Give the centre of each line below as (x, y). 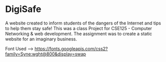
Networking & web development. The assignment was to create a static (79, 33)
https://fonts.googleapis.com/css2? (71, 48)
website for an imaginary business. (41, 39)
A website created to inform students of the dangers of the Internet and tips (83, 23)
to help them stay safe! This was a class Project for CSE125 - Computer (79, 28)
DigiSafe (23, 9)
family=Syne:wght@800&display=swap (46, 54)
